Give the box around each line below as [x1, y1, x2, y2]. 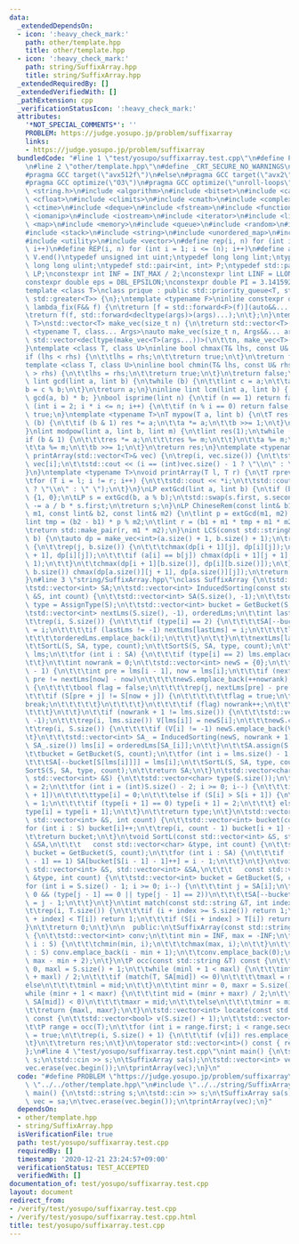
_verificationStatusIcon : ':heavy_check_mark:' [17, 104, 198, 113]
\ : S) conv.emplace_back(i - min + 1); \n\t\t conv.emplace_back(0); [25, 948, 285, 957]
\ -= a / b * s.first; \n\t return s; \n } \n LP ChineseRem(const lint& [25, 501, 280, 510]
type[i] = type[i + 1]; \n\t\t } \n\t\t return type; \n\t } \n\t [25, 807, 249, 816]
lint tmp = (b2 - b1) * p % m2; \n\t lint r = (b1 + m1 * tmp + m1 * [25, 518, 280, 527]
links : [25, 137, 50, 146]
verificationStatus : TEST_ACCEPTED [17, 1163, 149, 1172]
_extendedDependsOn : [17, 21, 93, 30]
